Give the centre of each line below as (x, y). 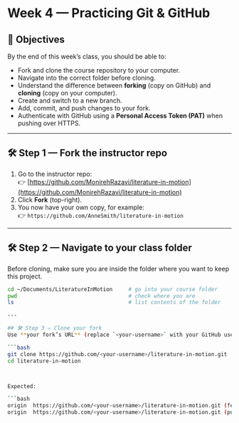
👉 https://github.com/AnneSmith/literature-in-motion (100, 215)
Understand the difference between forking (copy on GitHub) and (114, 85)
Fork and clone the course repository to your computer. (99, 70)
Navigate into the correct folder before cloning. (87, 78)
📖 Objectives (36, 40)
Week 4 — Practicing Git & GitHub (109, 13)
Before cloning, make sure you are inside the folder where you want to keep (118, 268)
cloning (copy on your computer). (67, 93)
